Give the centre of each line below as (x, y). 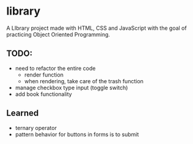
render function (44, 75)
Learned (23, 113)
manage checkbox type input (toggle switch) (71, 87)
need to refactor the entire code (55, 68)
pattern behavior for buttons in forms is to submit (77, 134)
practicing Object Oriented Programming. (58, 34)
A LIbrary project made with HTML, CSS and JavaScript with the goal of (97, 28)
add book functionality (43, 94)
